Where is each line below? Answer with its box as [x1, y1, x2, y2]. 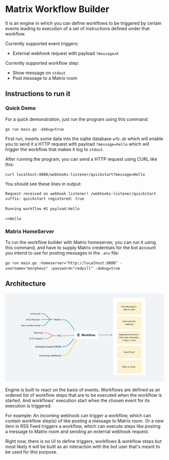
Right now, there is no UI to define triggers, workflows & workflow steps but [5, 438, 162, 444]
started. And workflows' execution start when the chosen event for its [5, 397, 150, 403]
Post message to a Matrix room [12, 75, 77, 81]
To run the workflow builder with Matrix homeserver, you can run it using [5, 239, 156, 245]
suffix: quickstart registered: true [5, 196, 84, 201]
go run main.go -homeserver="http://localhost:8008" [5, 260, 118, 266]
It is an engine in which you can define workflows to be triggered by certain [5, 20, 162, 26]
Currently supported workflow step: [5, 60, 79, 66]
